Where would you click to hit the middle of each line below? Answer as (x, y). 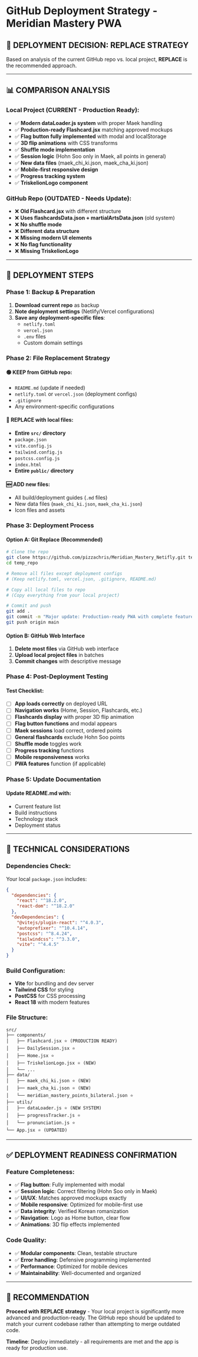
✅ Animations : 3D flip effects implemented (67, 1224)
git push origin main (33, 622)
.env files (34, 336)
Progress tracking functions (49, 750)
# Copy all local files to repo (46, 590)
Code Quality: (26, 1240)
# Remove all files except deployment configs (64, 573)
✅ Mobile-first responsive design (56, 169)
